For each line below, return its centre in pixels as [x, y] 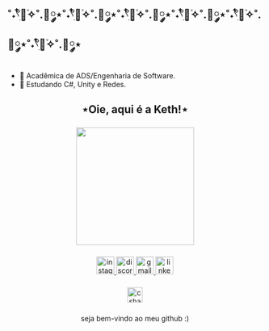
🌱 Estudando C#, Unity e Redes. [73, 84]
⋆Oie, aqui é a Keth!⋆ [135, 109]
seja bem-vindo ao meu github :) [135, 318]
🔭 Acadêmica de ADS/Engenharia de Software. [97, 75]
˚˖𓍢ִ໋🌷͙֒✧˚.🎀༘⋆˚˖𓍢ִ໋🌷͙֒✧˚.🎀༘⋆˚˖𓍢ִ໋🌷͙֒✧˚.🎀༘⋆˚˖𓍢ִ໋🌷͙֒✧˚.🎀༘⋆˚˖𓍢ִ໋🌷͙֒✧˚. [134, 15]
